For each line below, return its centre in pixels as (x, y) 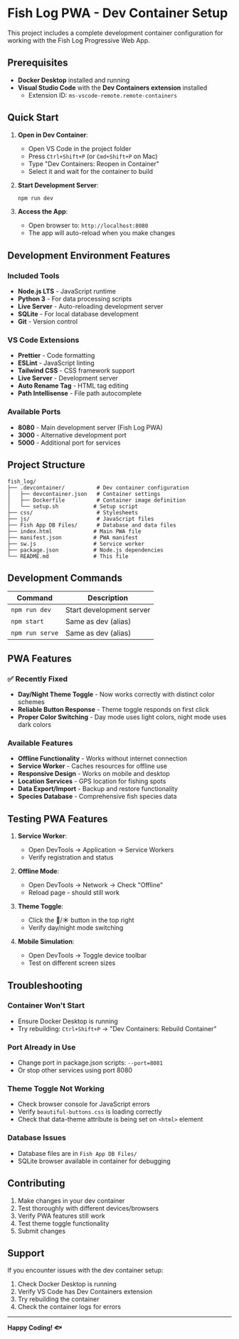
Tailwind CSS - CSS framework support (76, 371)
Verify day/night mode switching (76, 928)
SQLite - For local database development (78, 314)
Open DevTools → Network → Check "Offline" (96, 885)
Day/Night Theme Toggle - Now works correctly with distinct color (116, 694)
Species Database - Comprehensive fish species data (97, 797)
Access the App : (43, 212)
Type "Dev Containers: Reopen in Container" (94, 164)
